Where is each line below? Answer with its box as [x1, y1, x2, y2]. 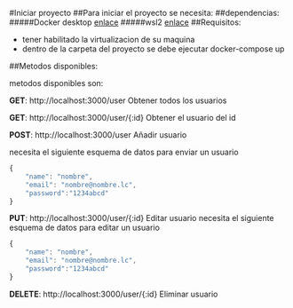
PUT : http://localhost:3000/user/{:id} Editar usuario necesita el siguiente [9, 213, 274, 224]
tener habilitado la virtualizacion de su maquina [21, 35, 195, 44]
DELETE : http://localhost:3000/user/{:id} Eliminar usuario [9, 288, 218, 299]
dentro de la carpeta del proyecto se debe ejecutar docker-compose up [21, 43, 285, 54]
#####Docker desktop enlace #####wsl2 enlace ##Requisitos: [9, 17, 242, 28]
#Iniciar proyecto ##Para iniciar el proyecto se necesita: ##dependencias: [9, 8, 280, 18]
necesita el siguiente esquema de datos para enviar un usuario [9, 146, 239, 157]
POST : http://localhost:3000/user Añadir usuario [9, 130, 187, 140]
